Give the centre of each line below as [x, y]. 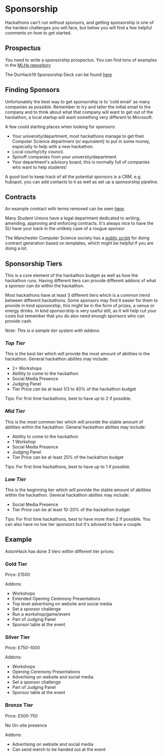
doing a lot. [16, 248]
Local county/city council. [38, 152]
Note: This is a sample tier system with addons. [53, 330]
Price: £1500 [18, 575]
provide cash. [19, 321]
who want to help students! [39, 167]
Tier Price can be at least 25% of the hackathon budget [68, 457]
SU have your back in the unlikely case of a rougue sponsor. [65, 229]
